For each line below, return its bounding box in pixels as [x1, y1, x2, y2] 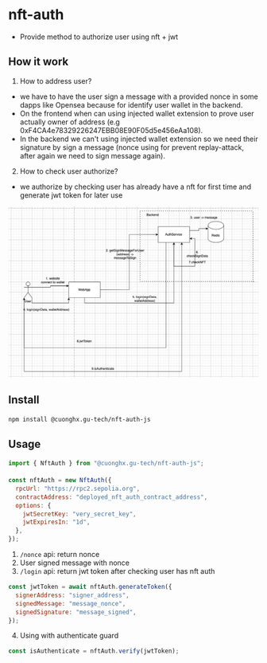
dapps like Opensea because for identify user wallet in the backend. [19, 100, 243, 109]
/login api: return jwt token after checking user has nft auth [19, 567, 215, 576]
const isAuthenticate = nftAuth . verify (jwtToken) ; [8, 647, 180, 655]
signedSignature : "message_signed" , [15, 608, 137, 616]
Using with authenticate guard [19, 631, 119, 641]
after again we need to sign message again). [19, 151, 165, 160]
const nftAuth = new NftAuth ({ [8, 477, 112, 484]
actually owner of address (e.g [19, 117, 121, 127]
